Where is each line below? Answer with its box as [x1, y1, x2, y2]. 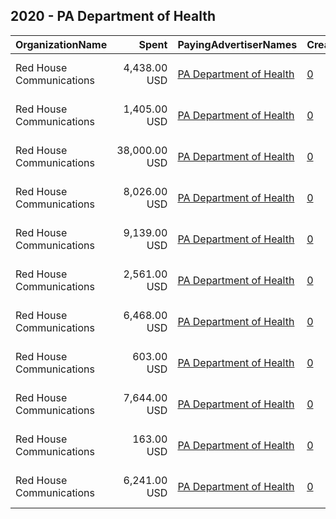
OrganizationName [15, 37, 108, 51]
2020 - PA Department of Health [10, 8, 217, 25]
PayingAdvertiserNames [177, 37, 298, 51]
